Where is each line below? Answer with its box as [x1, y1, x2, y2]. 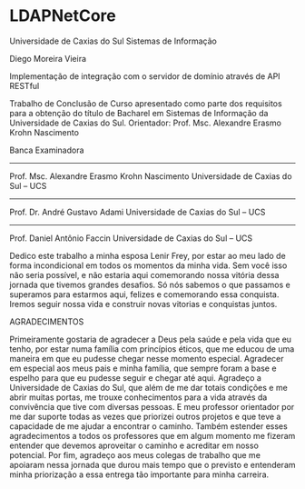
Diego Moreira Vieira [9, 53, 87, 64]
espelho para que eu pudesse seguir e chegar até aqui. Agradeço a [9, 372, 261, 383]
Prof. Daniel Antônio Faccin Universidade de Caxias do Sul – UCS [9, 233, 253, 244]
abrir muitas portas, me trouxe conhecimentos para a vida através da [9, 392, 268, 403]
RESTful [9, 80, 40, 91]
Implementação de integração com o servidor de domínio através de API [9, 70, 280, 82]
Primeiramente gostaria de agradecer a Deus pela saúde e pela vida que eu [9, 334, 292, 344]
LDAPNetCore [9, 5, 116, 26]
